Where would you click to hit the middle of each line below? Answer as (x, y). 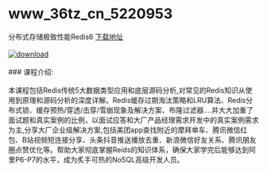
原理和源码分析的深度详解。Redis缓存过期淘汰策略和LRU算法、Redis (134, 100)
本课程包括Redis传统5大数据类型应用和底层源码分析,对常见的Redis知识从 (127, 90)
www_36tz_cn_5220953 (91, 14)
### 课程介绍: (31, 71)
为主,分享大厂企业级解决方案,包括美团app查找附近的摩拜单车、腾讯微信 (124, 130)
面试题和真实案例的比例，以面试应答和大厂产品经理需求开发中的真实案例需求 (133, 120)
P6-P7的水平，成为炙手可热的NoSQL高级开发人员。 (99, 159)
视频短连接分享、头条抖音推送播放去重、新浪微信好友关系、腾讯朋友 (145, 140)
